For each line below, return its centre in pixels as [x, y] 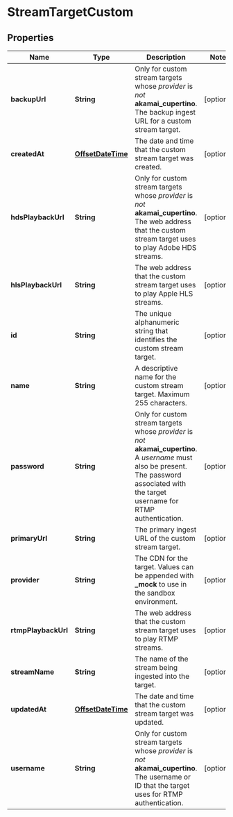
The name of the [162, 659]
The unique [153, 313]
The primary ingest [166, 530]
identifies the [156, 339]
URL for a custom [163, 121]
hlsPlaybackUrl [36, 285]
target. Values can [164, 567]
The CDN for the [162, 558]
